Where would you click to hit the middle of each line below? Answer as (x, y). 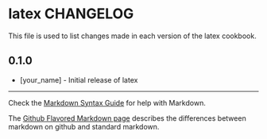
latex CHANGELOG (71, 14)
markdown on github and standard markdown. (84, 126)
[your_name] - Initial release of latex (79, 79)
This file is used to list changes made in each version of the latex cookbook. (132, 36)
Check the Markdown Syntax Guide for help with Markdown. (107, 102)
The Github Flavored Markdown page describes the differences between (127, 118)
